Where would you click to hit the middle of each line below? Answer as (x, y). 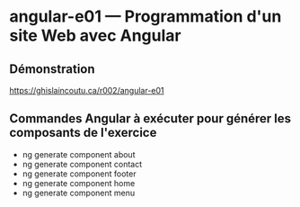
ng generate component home (79, 183)
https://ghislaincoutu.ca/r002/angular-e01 (87, 90)
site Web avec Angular (95, 36)
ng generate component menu (79, 193)
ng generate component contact (82, 164)
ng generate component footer (79, 174)
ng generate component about (79, 154)
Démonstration (53, 69)
